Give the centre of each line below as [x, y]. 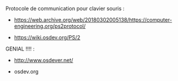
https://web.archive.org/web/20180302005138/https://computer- [93, 20]
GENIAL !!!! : [20, 49]
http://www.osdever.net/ [43, 60]
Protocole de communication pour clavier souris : [65, 9]
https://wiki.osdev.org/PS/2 [47, 37]
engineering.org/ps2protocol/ [50, 26]
